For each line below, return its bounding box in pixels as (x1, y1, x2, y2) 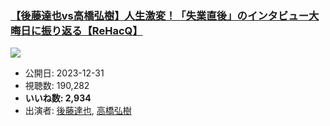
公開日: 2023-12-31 (24, 67, 105, 79)
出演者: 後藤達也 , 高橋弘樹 (24, 105, 132, 117)
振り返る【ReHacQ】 (41, 23, 143, 37)
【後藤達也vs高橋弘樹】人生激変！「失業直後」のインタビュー (10, 8, 310, 22)
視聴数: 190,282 (24, 80, 90, 92)
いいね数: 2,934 (24, 92, 92, 104)
